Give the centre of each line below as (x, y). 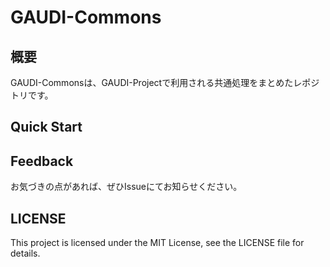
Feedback (42, 161)
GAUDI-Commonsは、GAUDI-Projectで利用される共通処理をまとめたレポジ (165, 82)
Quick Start (46, 127)
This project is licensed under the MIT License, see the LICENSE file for (157, 243)
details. (25, 253)
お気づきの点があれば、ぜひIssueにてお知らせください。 (126, 187)
